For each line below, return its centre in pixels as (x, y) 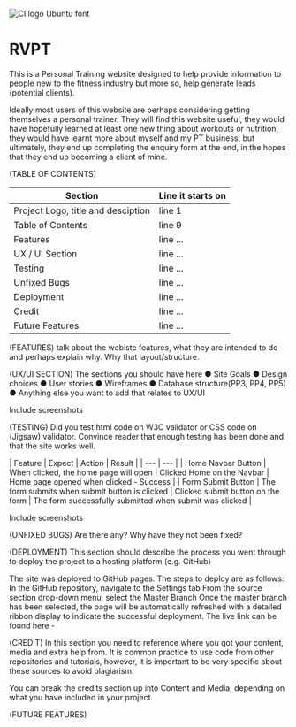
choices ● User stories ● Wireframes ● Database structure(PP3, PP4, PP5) (148, 383)
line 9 (171, 225)
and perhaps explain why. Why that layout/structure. (105, 356)
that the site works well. (52, 446)
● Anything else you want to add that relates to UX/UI (107, 393)
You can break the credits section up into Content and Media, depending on (147, 688)
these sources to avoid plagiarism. (72, 670)
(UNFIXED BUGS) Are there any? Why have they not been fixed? (126, 534)
